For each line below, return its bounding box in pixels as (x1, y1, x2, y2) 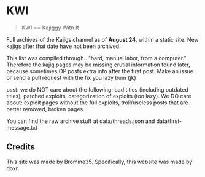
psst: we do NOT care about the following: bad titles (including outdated (6, 85, 188, 93)
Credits (6, 142, 36, 152)
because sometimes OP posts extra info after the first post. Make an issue (6, 67, 193, 74)
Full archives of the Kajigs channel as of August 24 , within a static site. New (6, 36, 199, 43)
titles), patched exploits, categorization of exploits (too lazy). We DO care (6, 92, 191, 100)
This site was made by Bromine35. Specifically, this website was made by (6, 158, 193, 165)
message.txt (6, 124, 38, 131)
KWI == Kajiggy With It (21, 24, 79, 31)
